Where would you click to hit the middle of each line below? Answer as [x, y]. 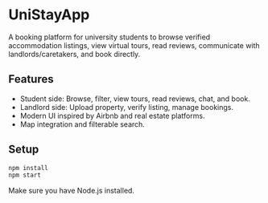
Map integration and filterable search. [82, 124]
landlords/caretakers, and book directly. [74, 54]
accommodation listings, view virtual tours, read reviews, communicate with [134, 45]
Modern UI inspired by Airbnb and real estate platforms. [112, 116]
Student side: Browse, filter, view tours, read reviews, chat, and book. [135, 99]
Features [31, 79]
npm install [28, 168]
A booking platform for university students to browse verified [109, 37]
